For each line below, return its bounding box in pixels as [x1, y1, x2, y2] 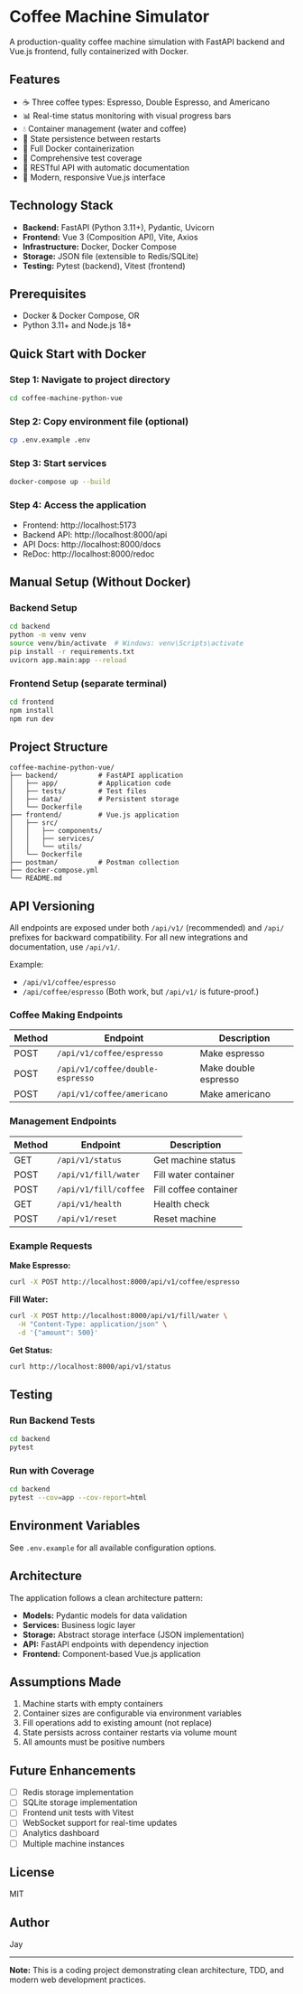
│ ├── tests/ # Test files [9, 787, 147, 796]
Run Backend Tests [9, 1414, 96, 1427]
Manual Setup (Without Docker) [9, 574, 191, 589]
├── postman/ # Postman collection [9, 858, 179, 867]
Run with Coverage [9, 1464, 95, 1476]
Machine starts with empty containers [22, 1699, 164, 1709]
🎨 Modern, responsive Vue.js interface [22, 172, 166, 183]
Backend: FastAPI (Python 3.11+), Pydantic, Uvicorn [22, 221, 215, 232]
